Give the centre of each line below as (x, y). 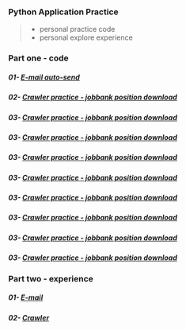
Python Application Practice (63, 12)
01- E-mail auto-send (44, 77)
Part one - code (38, 58)
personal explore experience (86, 37)
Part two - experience (51, 278)
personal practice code (77, 29)
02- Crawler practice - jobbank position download (93, 97)
